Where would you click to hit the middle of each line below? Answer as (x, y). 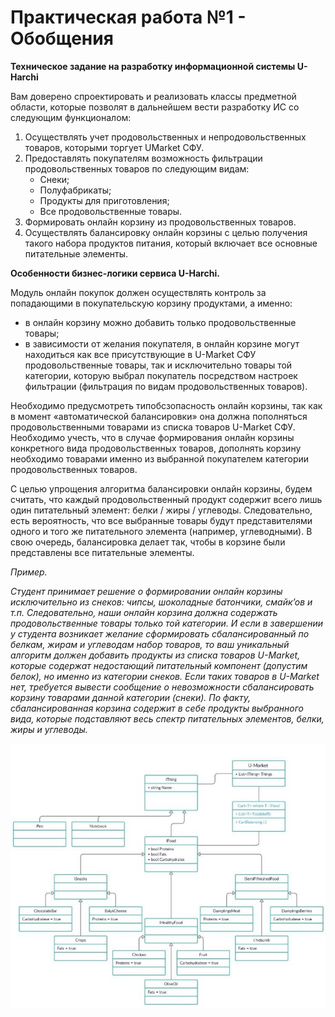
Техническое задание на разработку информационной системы (153, 66)
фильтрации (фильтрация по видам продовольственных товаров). (166, 386)
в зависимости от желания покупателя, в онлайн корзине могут (162, 343)
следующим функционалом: (71, 117)
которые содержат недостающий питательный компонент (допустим (159, 665)
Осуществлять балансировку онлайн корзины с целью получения (166, 232)
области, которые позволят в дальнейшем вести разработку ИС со (155, 107)
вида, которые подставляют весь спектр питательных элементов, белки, (167, 718)
